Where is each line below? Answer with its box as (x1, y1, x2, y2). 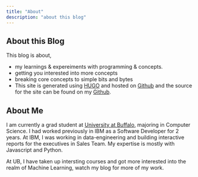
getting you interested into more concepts (14, 69, 118, 77)
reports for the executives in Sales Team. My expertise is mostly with (6, 140, 175, 147)
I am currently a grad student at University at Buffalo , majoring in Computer (6, 121, 191, 128)
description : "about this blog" (6, 14, 86, 20)
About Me (6, 105, 43, 115)
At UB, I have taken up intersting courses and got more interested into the (6, 158, 186, 165)
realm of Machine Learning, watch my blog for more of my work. (6, 164, 164, 172)
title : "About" (6, 8, 44, 15)
